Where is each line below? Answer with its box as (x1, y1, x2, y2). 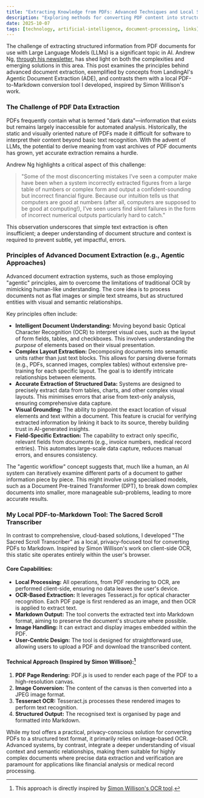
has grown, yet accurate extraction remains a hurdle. (6, 149, 138, 156)
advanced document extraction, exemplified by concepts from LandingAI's (6, 68, 193, 76)
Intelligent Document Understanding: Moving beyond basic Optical (15, 322, 186, 329)
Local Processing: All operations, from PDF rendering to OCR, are (15, 579, 180, 586)
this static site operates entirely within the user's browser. (6, 551, 151, 559)
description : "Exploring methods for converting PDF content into (6, 15, 178, 21)
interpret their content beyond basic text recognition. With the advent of (6, 136, 186, 143)
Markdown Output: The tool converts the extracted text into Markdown (15, 611, 194, 618)
